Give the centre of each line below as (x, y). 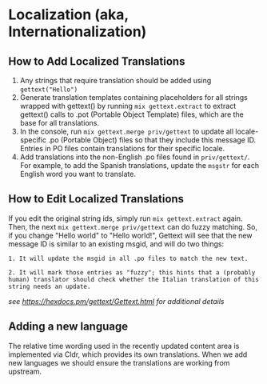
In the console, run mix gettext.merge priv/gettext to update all (127, 131)
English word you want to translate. (78, 174)
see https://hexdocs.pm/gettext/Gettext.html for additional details (116, 301)
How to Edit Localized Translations (96, 199)
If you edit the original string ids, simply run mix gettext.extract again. (126, 218)
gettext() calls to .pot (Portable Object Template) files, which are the (132, 114)
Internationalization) (78, 32)
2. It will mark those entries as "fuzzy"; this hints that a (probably (132, 272)
